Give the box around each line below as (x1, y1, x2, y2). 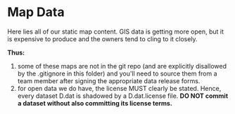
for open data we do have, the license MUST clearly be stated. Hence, (17, 84, 222, 92)
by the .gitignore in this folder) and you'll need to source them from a (17, 69, 217, 78)
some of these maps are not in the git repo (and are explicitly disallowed (17, 62, 227, 70)
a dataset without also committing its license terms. (17, 99, 172, 107)
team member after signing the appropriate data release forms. (17, 76, 201, 85)
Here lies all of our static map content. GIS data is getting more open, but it (7, 27, 224, 36)
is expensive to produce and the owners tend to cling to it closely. (7, 34, 198, 43)
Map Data (7, 4, 65, 20)
